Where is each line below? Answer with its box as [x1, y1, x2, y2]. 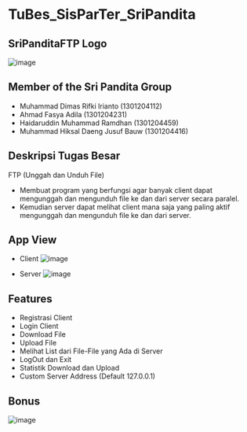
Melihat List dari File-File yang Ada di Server [19, 346, 163, 356]
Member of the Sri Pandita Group [8, 80, 173, 94]
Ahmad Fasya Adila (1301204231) [19, 109, 128, 119]
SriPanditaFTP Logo [8, 37, 107, 50]
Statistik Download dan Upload [19, 364, 120, 373]
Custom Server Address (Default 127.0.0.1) [19, 371, 155, 381]
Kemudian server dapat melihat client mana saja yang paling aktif [19, 202, 231, 212]
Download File [19, 330, 67, 339]
